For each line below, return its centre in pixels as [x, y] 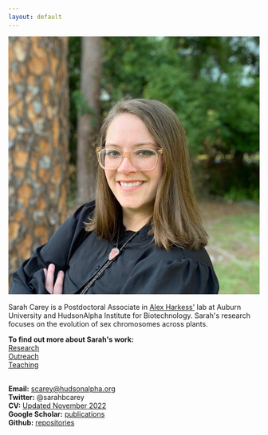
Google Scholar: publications [57, 413]
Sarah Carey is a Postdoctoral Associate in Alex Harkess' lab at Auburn [125, 307]
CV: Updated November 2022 [57, 406]
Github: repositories [41, 422]
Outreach [24, 356]
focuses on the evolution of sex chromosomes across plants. [108, 323]
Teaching [24, 364]
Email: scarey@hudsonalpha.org [62, 388]
